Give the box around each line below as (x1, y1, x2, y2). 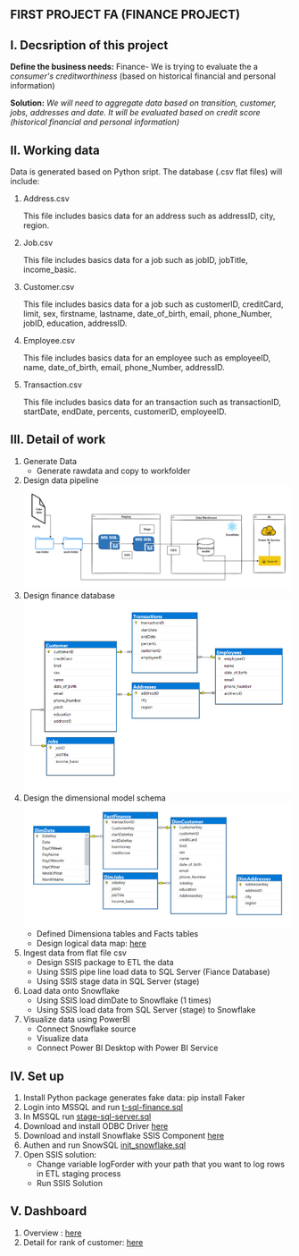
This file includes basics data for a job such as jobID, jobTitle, (22, 255, 248, 266)
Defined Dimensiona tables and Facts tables (36, 929, 199, 939)
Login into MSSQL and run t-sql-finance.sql (22, 1102, 184, 1113)
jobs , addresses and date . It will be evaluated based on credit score (10, 107, 261, 118)
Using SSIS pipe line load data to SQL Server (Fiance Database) (36, 966, 270, 978)
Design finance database (22, 590, 115, 600)
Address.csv (22, 193, 70, 204)
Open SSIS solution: (22, 1150, 97, 1160)
